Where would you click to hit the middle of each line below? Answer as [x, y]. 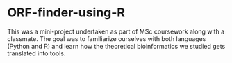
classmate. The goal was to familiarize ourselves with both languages [107, 38]
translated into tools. [36, 53]
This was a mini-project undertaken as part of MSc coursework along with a [116, 32]
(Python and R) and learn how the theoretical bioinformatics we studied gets [116, 46]
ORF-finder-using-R [66, 13]
